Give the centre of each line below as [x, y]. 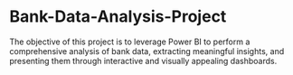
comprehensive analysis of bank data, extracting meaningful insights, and [147, 51]
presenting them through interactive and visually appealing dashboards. [143, 61]
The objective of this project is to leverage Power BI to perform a [130, 42]
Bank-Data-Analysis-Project [118, 17]
